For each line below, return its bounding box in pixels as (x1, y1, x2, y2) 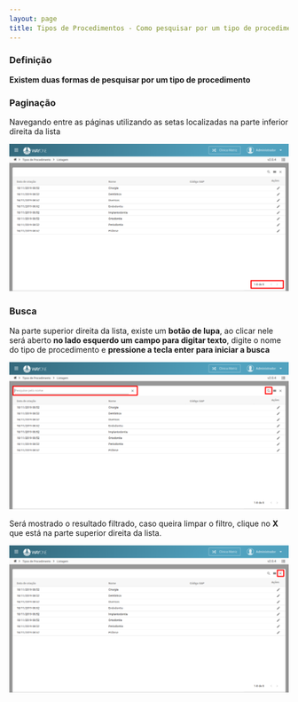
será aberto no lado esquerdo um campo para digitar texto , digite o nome (9, 334, 282, 346)
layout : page (9, 14, 58, 23)
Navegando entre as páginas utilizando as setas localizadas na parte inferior (9, 116, 288, 128)
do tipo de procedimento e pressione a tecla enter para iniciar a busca (9, 344, 271, 355)
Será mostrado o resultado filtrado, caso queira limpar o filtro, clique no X (9, 518, 279, 529)
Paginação (9, 96, 56, 108)
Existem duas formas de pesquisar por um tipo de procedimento (9, 74, 251, 84)
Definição (9, 54, 52, 67)
